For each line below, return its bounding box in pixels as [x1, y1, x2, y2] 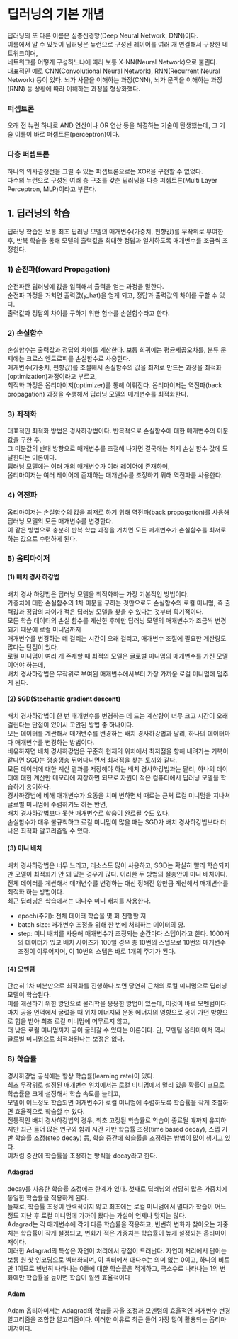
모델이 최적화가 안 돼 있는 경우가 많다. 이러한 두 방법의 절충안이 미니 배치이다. [14, 870, 228, 879]
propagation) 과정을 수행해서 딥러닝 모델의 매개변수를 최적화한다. [7, 389, 189, 398]
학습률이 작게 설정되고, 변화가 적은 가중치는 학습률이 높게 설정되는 [20, 1229, 202, 1237]
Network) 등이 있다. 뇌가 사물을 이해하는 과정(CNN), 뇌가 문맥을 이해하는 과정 [7, 75, 223, 84]
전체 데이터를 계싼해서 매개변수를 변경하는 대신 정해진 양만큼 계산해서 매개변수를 [7, 879, 229, 887]
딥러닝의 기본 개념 [7, 6, 105, 23]
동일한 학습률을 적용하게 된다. [7, 1193, 89, 1202]
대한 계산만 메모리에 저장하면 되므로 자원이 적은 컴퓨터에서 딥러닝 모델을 [20, 773, 220, 782]
